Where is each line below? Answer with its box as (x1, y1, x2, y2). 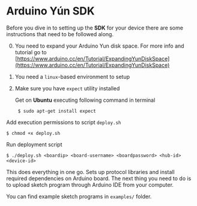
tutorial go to (14, 48, 47, 55)
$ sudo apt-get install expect (17, 108, 96, 114)
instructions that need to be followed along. (6, 30, 114, 37)
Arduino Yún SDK (6, 4, 95, 18)
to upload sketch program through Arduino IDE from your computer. (6, 181, 174, 188)
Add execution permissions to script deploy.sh (6, 119, 121, 126)
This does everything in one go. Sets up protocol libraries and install (6, 168, 175, 175)
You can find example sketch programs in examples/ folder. (6, 193, 152, 200)
